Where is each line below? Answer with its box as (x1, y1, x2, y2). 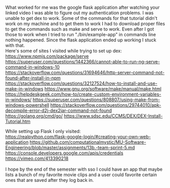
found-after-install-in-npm (5, 75, 61, 81)
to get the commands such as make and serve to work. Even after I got (5, 26, 154, 32)
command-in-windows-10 (5, 64, 60, 70)
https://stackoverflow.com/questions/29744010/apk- (50, 102, 162, 108)
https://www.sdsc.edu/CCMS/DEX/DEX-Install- (63, 113, 163, 119)
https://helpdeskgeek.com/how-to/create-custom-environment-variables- (5, 91, 162, 97)
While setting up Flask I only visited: (5, 128, 81, 134)
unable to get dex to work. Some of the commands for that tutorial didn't (5, 15, 158, 21)
